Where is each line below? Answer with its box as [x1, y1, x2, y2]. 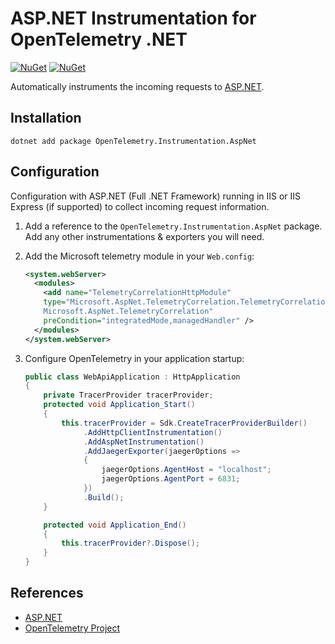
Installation [10, 110, 82, 127]
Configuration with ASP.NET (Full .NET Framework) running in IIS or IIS [10, 190, 302, 202]
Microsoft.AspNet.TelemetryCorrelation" [43, 307, 214, 317]
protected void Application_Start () [43, 400, 196, 410]
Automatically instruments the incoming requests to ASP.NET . [10, 80, 265, 92]
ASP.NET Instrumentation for [10, 7, 257, 30]
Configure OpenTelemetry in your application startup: [24, 352, 245, 364]
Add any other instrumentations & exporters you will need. [24, 230, 265, 242]
